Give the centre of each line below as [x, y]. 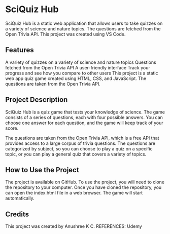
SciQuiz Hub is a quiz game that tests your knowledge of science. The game [85, 112]
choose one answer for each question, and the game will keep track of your [84, 123]
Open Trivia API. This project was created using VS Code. [65, 34]
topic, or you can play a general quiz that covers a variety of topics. [76, 154]
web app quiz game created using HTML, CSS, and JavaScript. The [76, 78]
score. [12, 128]
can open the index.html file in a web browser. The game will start [74, 193]
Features [20, 50]
